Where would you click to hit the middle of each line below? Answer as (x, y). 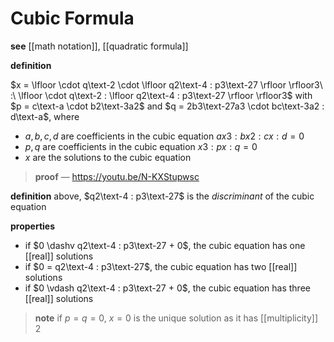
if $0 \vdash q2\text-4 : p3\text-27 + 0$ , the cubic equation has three (167, 288)
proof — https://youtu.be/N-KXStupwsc (117, 176)
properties (33, 226)
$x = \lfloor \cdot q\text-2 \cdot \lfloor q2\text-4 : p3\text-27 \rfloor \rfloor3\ (166, 84)
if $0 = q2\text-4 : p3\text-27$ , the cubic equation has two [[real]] (161, 266)
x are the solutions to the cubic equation (108, 157)
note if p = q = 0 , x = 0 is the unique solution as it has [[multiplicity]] (176, 318)
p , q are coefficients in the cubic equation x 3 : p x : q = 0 (141, 146)
